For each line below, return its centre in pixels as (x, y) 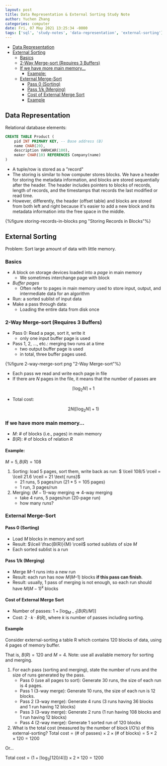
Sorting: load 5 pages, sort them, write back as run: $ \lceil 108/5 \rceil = (86, 471)
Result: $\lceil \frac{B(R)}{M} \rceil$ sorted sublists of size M (75, 544)
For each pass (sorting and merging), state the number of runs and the (85, 670)
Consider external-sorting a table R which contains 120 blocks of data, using (83, 640)
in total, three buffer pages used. (53, 354)
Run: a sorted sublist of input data (47, 299)
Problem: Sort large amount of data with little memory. (61, 249)
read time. (23, 196)
